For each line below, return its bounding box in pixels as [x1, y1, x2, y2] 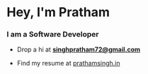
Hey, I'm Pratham [6, 4, 110, 20]
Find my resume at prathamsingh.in [16, 59, 121, 68]
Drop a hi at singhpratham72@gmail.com [16, 45, 141, 54]
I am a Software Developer [6, 30, 100, 39]
